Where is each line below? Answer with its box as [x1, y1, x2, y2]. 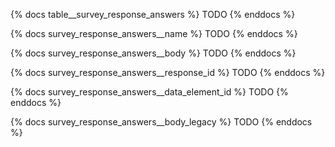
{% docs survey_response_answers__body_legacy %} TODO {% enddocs [10, 116, 313, 128]
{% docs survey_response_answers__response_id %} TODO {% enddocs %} [10, 67, 326, 78]
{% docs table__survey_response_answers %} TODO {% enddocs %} [10, 9, 296, 20]
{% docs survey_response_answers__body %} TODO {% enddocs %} [10, 47, 297, 59]
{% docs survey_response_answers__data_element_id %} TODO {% [10, 86, 289, 98]
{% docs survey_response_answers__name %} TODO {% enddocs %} [10, 28, 298, 39]
